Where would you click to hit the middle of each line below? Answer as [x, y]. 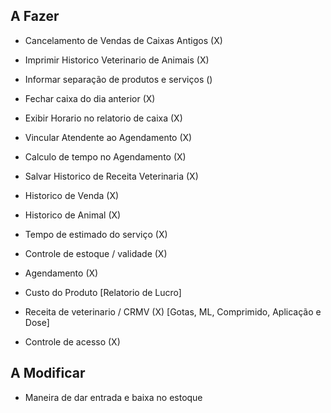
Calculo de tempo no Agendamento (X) [105, 156]
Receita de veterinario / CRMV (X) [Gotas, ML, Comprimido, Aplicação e [173, 311]
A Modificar [48, 373]
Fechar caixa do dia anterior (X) [90, 98]
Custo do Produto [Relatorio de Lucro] [103, 292]
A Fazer [35, 16]
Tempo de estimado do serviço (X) [96, 234]
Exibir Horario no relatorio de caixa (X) [103, 118]
